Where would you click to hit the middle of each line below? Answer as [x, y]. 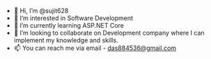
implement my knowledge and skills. [66, 40]
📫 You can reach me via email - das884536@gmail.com [95, 48]
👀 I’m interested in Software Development [73, 18]
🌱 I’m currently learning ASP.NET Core [69, 25]
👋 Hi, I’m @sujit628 [41, 11]
